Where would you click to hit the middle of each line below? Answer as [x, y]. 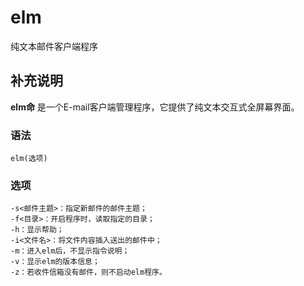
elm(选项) [29, 159]
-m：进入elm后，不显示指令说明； [70, 251]
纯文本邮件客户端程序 [54, 46]
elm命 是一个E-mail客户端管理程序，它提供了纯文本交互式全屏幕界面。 [155, 107]
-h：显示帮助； [37, 230]
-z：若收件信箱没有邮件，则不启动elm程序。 [88, 272]
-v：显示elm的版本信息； [55, 262]
